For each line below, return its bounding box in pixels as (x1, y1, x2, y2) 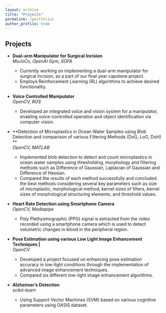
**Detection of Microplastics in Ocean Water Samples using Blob (12, 129, 147, 135)
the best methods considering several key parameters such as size (19, 180, 157, 187)
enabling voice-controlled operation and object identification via (19, 114, 152, 120)
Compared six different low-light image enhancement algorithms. (19, 272, 154, 278)
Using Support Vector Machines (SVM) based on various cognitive (19, 297, 156, 303)
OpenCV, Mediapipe (12, 206, 54, 212)
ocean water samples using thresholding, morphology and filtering (19, 159, 157, 165)
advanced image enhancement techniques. (19, 267, 109, 273)
